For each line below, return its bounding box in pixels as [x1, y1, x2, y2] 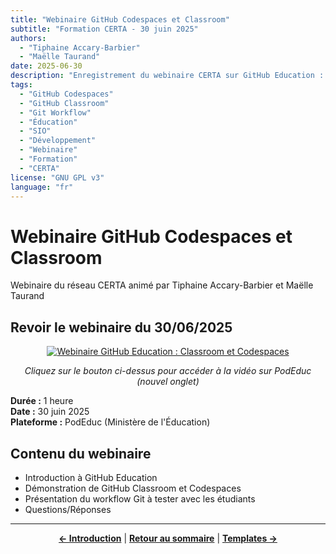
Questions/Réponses [24, 503, 112, 515]
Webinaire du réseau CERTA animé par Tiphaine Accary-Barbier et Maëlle [10, 279, 314, 291]
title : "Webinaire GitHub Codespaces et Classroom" [10, 14, 230, 25]
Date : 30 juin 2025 [10, 406, 90, 418]
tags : [10, 80, 33, 90]
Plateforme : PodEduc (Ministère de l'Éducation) [10, 416, 211, 428]
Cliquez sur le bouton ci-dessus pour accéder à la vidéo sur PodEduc [24, 365, 312, 377]
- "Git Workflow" [19, 107, 92, 118]
